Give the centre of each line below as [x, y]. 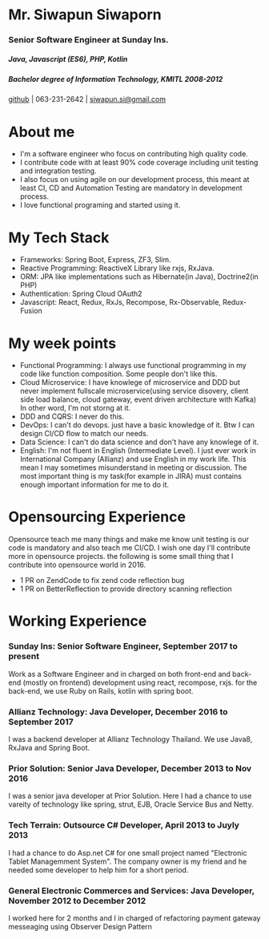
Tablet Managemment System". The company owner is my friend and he [128, 861]
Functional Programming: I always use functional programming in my [133, 366]
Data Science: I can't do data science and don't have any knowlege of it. [139, 442]
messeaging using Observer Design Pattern [80, 926]
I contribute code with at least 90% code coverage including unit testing [139, 163]
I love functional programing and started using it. [100, 205]
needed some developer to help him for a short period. [98, 870]
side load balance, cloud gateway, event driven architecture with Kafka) [138, 399]
